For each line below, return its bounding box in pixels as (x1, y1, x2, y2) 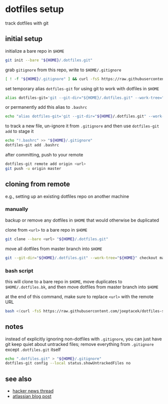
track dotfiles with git (5, 20, 49, 26)
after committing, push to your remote (5, 152, 83, 157)
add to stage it (5, 128, 34, 134)
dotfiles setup (5, 4, 64, 15)
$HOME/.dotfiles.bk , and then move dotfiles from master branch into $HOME (5, 284, 159, 290)
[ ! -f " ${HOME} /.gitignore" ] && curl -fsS (5, 76, 99, 81)
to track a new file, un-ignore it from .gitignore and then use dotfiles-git (5, 123, 159, 129)
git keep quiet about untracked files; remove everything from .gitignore (5, 341, 154, 347)
